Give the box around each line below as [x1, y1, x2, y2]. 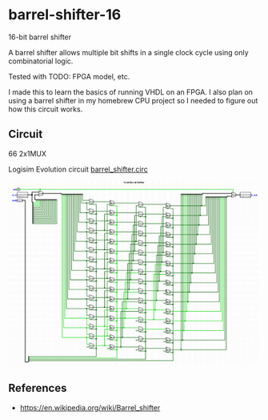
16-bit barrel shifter [8, 32, 72, 42]
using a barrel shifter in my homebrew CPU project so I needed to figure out [8, 95, 258, 105]
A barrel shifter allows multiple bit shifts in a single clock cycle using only [8, 47, 250, 57]
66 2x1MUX [8, 148, 46, 158]
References [8, 382, 67, 395]
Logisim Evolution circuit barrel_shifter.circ [8, 164, 148, 174]
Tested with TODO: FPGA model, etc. [8, 71, 130, 81]
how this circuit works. [8, 104, 83, 114]
